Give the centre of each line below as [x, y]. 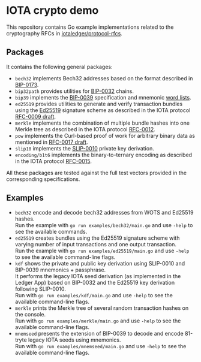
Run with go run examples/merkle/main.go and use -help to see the [98, 321]
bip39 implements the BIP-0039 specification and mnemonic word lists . [103, 97]
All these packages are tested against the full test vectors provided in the [97, 173]
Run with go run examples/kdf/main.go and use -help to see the [94, 295]
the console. [30, 314]
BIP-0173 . [27, 85]
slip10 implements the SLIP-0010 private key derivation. [84, 148]
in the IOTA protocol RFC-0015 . [53, 161]
